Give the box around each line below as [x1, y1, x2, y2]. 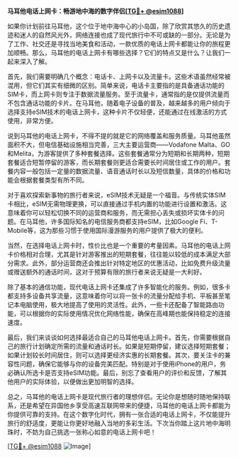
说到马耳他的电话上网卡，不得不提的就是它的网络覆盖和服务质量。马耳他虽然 [7, 132, 231, 140]
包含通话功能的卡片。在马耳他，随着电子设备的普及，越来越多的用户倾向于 [13, 99, 231, 107]
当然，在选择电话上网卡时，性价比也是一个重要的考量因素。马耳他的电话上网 [7, 241, 231, 250]
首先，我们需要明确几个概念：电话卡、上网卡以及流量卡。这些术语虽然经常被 [7, 72, 231, 81]
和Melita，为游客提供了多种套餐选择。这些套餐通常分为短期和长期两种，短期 [7, 149, 230, 158]
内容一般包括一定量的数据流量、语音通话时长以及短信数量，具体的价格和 [13, 167, 225, 175]
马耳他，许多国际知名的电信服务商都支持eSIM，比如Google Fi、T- [25, 217, 218, 226]
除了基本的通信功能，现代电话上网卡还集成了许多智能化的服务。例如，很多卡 [7, 283, 231, 291]
